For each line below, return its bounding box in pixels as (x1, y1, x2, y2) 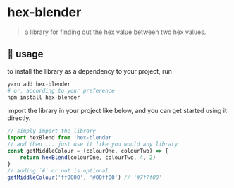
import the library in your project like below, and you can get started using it (7, 107, 228, 115)
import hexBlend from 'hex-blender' (7, 134, 115, 141)
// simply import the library (7, 128, 97, 135)
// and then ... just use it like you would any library (7, 141, 178, 148)
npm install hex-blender (7, 93, 80, 101)
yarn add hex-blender (7, 81, 71, 88)
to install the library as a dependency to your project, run (7, 66, 173, 75)
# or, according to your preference (7, 87, 115, 94)
